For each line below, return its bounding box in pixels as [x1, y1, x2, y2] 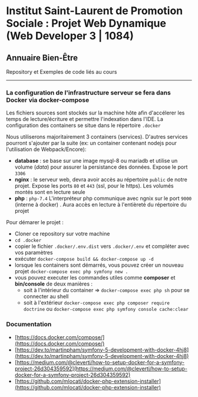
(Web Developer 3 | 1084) [6, 29, 134, 42]
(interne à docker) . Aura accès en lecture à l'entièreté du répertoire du [14, 201, 187, 208]
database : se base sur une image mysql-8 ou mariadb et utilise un [14, 158, 178, 165]
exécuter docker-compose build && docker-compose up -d [14, 255, 154, 263]
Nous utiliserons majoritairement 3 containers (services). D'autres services [6, 133, 188, 140]
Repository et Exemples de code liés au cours [6, 68, 117, 75]
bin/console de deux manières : [14, 280, 93, 287]
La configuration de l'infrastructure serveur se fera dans [6, 88, 171, 97]
